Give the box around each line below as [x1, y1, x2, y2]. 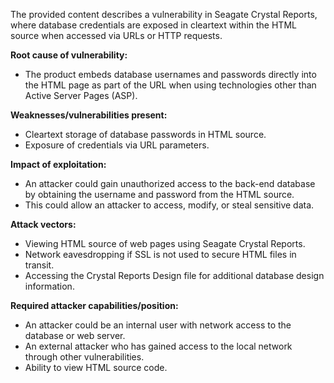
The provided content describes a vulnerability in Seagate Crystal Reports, [10, 9, 318, 20]
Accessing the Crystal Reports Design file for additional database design [24, 270, 325, 281]
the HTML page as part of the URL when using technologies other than [24, 79, 317, 91]
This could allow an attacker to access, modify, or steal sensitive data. [24, 199, 315, 211]
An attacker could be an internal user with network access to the [24, 319, 292, 331]
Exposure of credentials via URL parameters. [24, 139, 210, 151]
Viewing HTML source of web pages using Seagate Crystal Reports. [24, 238, 306, 249]
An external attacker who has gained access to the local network [24, 340, 293, 352]
